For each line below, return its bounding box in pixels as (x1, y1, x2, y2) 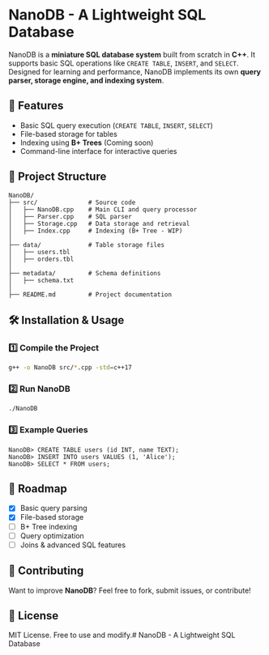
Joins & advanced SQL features (19, 540, 126, 550)
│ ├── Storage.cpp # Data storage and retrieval (8, 219, 190, 228)
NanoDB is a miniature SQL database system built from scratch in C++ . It (8, 49, 255, 59)
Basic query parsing (19, 504, 88, 513)
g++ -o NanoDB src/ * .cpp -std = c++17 (8, 364, 132, 372)
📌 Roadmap (8, 482, 67, 496)
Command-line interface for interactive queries (19, 146, 177, 155)
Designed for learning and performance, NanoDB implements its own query (8, 66, 262, 76)
